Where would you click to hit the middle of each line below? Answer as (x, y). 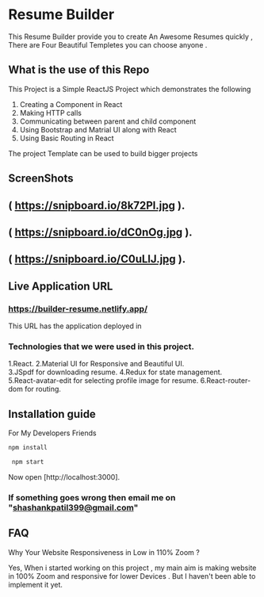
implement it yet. (36, 584)
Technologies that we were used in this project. (101, 346)
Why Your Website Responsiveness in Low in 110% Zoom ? (104, 552)
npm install (28, 448)
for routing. (43, 389)
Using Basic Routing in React (67, 138)
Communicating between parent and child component (108, 121)
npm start (28, 461)
